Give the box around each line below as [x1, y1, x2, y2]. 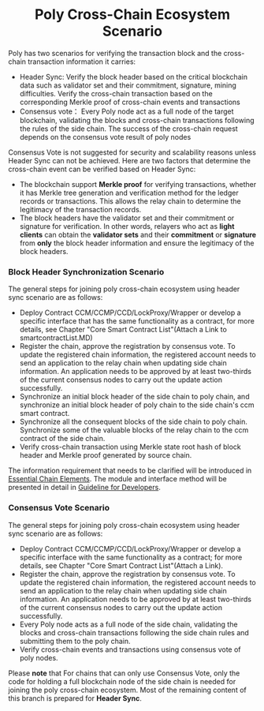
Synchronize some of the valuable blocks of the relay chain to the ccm [19, 425, 249, 435]
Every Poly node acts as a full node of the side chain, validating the [19, 619, 238, 629]
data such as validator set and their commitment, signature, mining [19, 80, 236, 90]
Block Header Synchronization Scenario [8, 266, 165, 277]
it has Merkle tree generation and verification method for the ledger [19, 188, 239, 197]
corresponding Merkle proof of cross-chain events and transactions [19, 97, 240, 107]
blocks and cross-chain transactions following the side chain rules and [19, 627, 250, 637]
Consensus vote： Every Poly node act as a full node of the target [19, 107, 234, 116]
